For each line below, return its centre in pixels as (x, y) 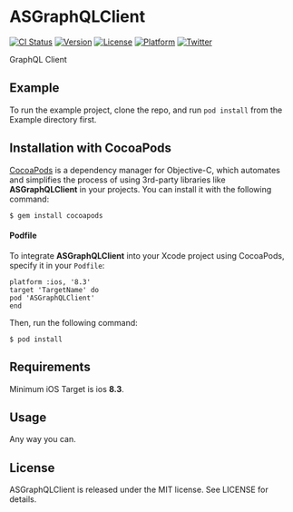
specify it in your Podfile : (57, 265)
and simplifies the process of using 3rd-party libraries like (117, 180)
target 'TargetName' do (54, 290)
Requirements (50, 367)
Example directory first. (53, 119)
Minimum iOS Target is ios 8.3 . (67, 389)
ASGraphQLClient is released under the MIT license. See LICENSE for (139, 490)
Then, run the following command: (73, 322)
